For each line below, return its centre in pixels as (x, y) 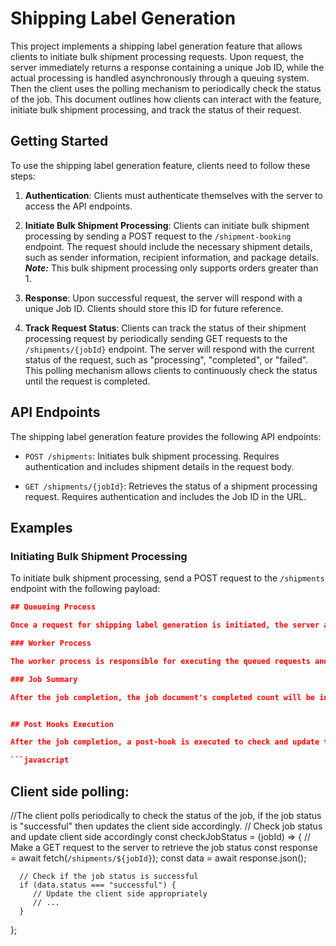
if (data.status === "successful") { (98, 885)
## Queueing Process (53, 607)
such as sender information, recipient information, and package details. (172, 257)
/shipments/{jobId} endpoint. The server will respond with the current (169, 349)
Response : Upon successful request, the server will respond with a (163, 298)
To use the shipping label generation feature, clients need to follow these (160, 165)
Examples (41, 527)
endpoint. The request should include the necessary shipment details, (168, 246)
